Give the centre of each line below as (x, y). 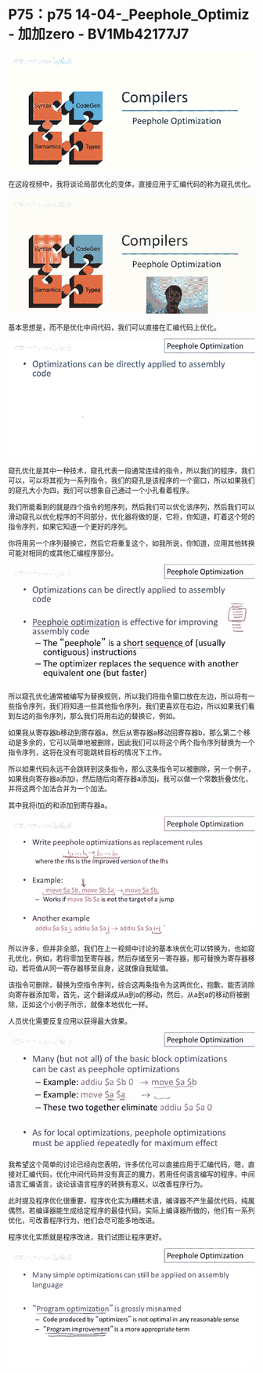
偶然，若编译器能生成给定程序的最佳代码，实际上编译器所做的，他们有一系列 (131, 1210)
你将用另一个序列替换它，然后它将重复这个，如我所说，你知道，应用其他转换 (131, 543)
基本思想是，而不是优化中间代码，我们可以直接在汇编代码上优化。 (114, 327)
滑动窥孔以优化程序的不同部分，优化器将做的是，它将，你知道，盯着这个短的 (131, 517)
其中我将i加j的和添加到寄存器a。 (60, 805)
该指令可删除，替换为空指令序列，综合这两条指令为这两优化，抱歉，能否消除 (131, 984)
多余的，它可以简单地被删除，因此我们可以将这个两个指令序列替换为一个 (138, 742)
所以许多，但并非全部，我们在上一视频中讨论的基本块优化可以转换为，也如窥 (131, 948)
